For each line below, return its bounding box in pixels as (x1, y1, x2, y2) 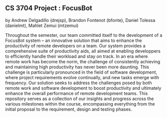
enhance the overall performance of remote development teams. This (5, 90, 148, 96)
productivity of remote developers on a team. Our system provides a (5, 42, 146, 49)
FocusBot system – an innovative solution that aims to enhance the (5, 37, 142, 43)
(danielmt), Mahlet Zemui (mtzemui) (5, 22, 79, 28)
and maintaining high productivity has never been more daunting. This (5, 64, 150, 70)
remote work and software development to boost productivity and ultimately (5, 85, 162, 91)
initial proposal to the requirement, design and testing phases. (5, 106, 132, 112)
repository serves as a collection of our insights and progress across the (5, 96, 154, 102)
